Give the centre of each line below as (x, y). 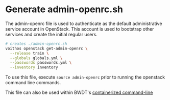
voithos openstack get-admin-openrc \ (46, 48)
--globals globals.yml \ (36, 58)
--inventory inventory (34, 67)
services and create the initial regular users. (52, 34)
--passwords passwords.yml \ (41, 63)
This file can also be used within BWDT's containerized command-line (79, 92)
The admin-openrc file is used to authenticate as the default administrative (84, 23)
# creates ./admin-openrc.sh (36, 44)
